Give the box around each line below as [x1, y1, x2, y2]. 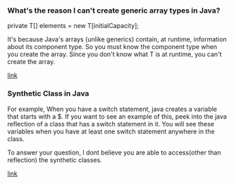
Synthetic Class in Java [7, 88, 90, 98]
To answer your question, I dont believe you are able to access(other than [7, 148, 221, 157]
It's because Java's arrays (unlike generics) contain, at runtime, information [7, 35, 227, 44]
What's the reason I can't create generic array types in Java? [7, 6, 221, 15]
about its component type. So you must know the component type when [7, 43, 217, 51]
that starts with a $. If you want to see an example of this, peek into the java [7, 112, 227, 121]
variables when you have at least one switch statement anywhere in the [7, 127, 215, 136]
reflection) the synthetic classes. [7, 155, 102, 164]
